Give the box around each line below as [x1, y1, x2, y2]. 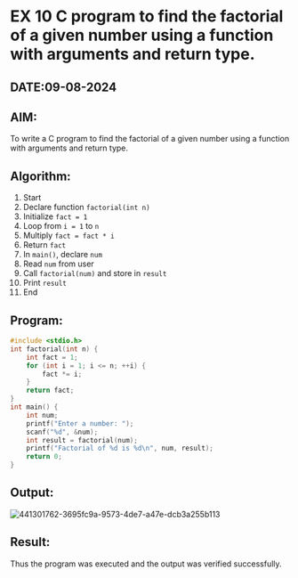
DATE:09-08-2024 [10, 79, 117, 94]
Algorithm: [10, 168, 71, 183]
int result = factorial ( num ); [26, 436, 139, 444]
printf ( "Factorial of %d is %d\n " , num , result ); [26, 444, 214, 453]
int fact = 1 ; [26, 353, 78, 362]
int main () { [10, 403, 59, 411]
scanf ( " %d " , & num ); [26, 427, 99, 436]
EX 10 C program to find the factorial [10, 6, 284, 27]
